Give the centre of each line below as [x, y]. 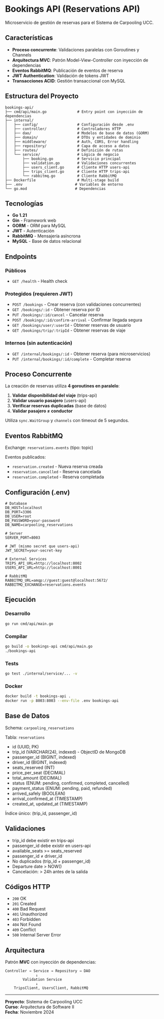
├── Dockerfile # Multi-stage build [62, 180]
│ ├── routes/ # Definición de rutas [64, 150]
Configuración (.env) [38, 492]
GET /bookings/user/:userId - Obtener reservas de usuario [72, 325]
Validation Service [42, 980]
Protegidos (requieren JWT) [39, 294]
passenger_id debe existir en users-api [51, 846]
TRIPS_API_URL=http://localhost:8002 [43, 563]
